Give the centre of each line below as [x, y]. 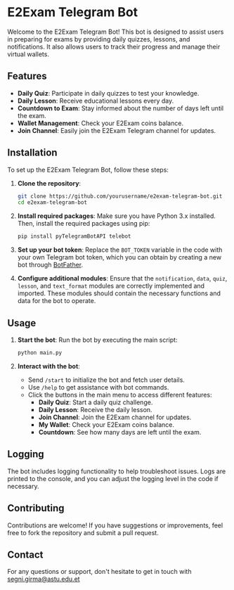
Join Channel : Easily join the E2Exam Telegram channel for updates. [117, 130]
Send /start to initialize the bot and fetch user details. [106, 380]
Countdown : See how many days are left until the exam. [120, 432]
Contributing [36, 508]
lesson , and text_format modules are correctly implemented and [111, 286]
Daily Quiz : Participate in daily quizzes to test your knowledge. [108, 93]
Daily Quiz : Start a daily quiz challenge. [96, 402]
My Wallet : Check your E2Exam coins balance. [106, 424]
